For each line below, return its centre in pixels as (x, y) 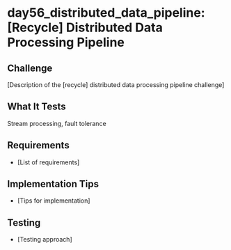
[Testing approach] (45, 240)
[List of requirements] (48, 162)
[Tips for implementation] (54, 201)
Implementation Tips (53, 184)
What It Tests (37, 107)
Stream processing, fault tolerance (57, 123)
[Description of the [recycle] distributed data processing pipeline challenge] (116, 85)
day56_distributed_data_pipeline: (106, 13)
